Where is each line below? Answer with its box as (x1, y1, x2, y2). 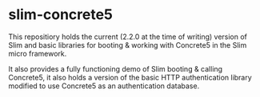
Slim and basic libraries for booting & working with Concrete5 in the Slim (8, 40, 247, 49)
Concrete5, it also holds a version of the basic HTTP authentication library (8, 72, 252, 82)
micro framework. (8, 48, 67, 58)
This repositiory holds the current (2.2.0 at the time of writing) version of (8, 32, 248, 41)
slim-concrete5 (8, 6, 114, 24)
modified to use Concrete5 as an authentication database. (8, 81, 200, 91)
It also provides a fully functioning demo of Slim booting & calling (8, 64, 222, 73)
